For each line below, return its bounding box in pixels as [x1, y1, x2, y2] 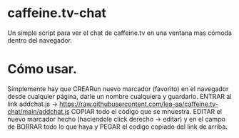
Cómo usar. [7, 61, 77, 78]
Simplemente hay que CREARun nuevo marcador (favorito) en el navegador [7, 84, 229, 93]
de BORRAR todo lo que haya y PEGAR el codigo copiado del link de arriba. [7, 122, 228, 131]
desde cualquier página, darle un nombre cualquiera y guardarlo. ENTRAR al [7, 92, 232, 100]
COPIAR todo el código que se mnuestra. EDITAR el [71, 107, 223, 115]
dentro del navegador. [7, 36, 73, 44]
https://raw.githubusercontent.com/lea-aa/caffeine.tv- [59, 100, 219, 108]
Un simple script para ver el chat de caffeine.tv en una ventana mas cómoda [7, 28, 232, 37]
